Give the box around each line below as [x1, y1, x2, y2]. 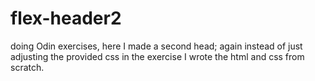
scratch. [10, 61, 45, 73]
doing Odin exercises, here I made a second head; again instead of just [10, 40, 303, 52]
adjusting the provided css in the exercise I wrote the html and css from [10, 50, 305, 62]
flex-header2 [10, 7, 122, 30]
